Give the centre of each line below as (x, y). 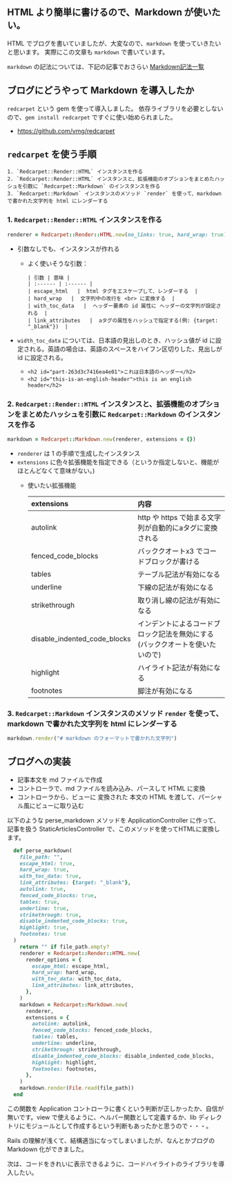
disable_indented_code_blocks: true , (74, 921)
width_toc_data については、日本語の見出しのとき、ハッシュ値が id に (116, 340)
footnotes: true (43, 934)
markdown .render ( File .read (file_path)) (77, 1088)
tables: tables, (55, 1037)
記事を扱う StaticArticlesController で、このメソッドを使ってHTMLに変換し (114, 829)
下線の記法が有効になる (176, 587)
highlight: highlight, (65, 1062)
